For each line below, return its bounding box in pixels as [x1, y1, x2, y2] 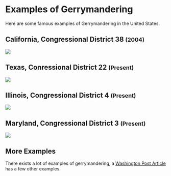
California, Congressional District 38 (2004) [5, 35, 144, 44]
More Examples [5, 146, 56, 156]
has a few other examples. [5, 166, 61, 171]
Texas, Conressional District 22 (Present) [5, 63, 134, 72]
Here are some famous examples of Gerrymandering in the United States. [5, 20, 160, 26]
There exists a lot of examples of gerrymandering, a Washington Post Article [5, 160, 166, 166]
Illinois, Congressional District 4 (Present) [5, 91, 136, 100]
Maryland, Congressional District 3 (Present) [5, 119, 146, 128]
